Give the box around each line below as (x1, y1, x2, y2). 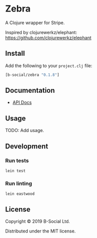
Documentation (5, 86, 55, 95)
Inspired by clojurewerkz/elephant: (5, 29, 77, 35)
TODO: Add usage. (5, 128, 44, 134)
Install (5, 49, 25, 58)
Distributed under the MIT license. (5, 228, 76, 234)
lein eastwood (5, 191, 35, 196)
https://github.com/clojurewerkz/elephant (5, 35, 91, 41)
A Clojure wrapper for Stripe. (5, 20, 65, 26)
